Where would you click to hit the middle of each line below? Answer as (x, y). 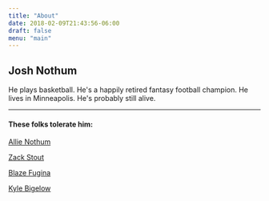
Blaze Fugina (30, 173)
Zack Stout (26, 158)
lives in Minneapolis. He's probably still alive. (82, 98)
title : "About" (34, 16)
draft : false (30, 30)
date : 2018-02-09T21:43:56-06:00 (64, 23)
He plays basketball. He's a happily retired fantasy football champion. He (128, 90)
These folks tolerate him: (51, 124)
